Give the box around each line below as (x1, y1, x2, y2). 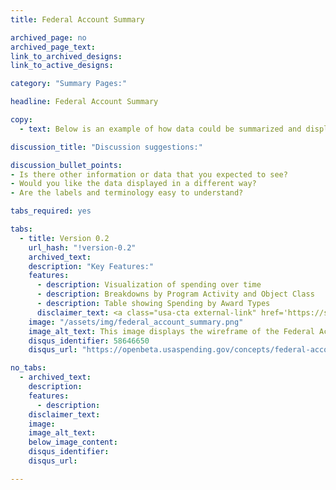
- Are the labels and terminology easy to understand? (10, 188, 244, 198)
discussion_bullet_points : (10, 160, 123, 170)
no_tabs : (10, 363, 47, 373)
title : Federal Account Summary (10, 14, 145, 25)
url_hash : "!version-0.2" (28, 242, 137, 253)
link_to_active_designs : (10, 61, 114, 71)
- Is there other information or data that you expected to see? (10, 169, 288, 180)
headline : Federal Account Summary (10, 97, 159, 107)
